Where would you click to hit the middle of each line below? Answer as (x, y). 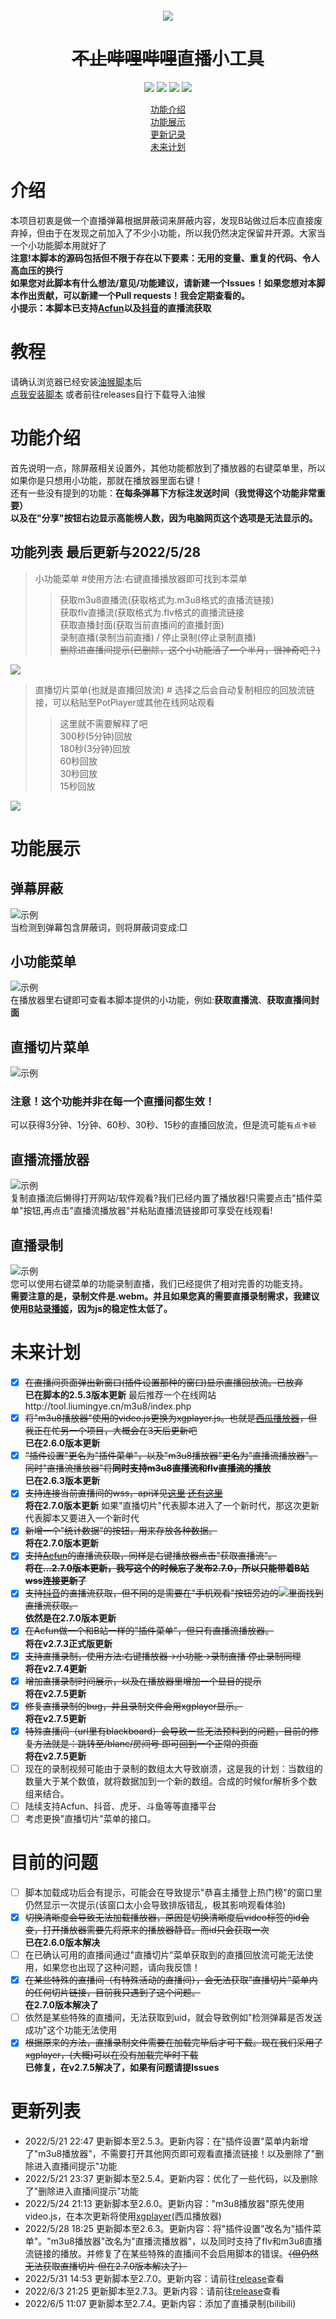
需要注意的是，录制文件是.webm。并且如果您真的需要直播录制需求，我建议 (165, 1296)
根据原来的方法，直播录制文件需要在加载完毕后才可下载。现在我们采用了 (173, 2043)
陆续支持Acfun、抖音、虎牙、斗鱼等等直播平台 (120, 1806)
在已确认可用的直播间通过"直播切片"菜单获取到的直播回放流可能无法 (164, 1955)
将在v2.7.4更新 (55, 1668)
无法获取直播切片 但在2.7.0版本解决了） (106, 2266)
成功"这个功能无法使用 (71, 2030)
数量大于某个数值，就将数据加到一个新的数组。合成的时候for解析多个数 (171, 1781)
